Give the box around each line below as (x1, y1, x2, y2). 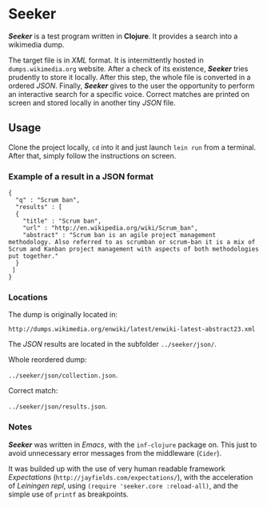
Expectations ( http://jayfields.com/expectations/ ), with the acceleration (8, 472, 253, 481)
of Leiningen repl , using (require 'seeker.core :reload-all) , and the (8, 481, 238, 490)
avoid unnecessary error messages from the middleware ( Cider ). (8, 448, 222, 457)
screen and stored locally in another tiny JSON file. (8, 98, 176, 107)
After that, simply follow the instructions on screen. (8, 151, 177, 160)
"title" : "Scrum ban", (22, 217, 102, 225)
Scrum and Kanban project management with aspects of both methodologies (8, 245, 260, 253)
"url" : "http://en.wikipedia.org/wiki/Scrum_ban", (22, 224, 198, 232)
